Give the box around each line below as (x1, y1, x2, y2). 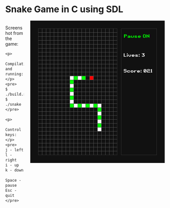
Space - (5, 178, 22, 183)
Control (5, 127, 22, 132)
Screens (5, 24, 23, 31)
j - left (5, 147, 24, 152)
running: (5, 71, 24, 76)
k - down (5, 168, 24, 173)
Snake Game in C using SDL (5, 4, 123, 15)
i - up (5, 162, 19, 168)
